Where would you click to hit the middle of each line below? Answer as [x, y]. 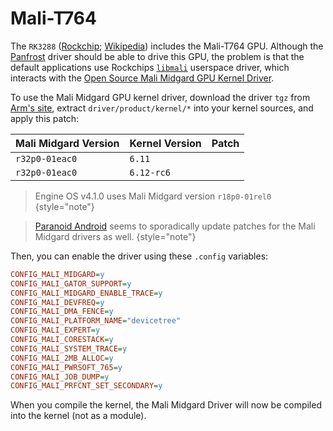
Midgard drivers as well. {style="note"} [115, 236]
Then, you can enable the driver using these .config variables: [139, 256]
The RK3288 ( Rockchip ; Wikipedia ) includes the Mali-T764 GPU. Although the [167, 46]
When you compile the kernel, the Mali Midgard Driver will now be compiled [166, 405]
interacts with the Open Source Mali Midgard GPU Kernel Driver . [142, 78]
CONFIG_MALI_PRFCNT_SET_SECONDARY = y [86, 386]
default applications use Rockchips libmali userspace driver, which [150, 67]
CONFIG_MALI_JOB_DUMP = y [60, 377]
